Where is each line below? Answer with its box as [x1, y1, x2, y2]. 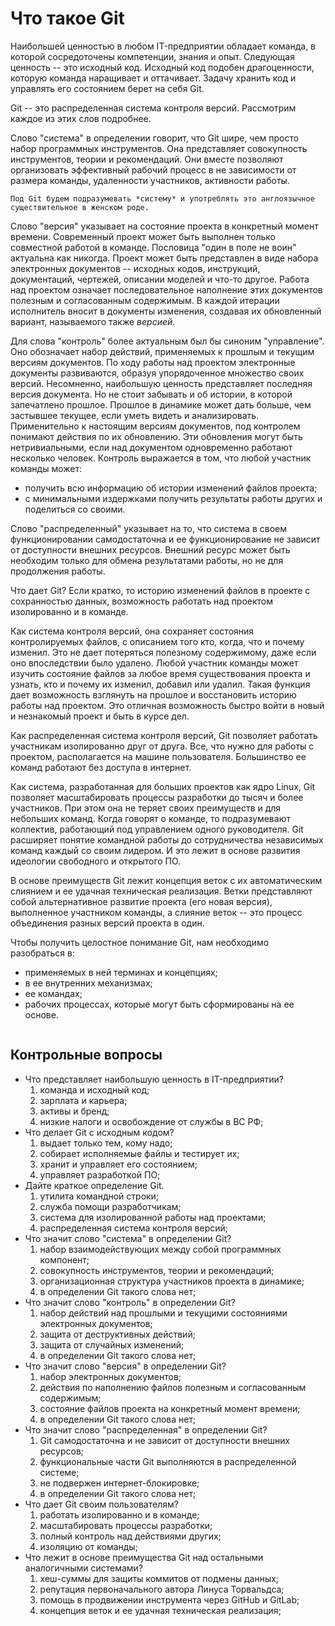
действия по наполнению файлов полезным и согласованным [39, 1381, 307, 1393]
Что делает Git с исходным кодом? [24, 1126, 175, 1138]
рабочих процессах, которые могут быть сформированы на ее [24, 998, 295, 1010]
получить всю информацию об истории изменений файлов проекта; [24, 482, 318, 494]
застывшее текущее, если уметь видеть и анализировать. [10, 409, 260, 421]
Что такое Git [10, 7, 125, 30]
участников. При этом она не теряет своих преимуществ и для [10, 802, 282, 814]
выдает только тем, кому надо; [39, 1137, 173, 1149]
